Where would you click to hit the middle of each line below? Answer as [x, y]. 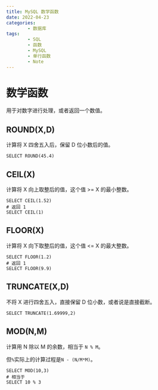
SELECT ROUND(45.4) [30, 156]
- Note [36, 61]
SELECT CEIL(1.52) [29, 201]
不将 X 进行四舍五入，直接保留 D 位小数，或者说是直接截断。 [81, 302]
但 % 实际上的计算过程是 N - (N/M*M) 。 [51, 359]
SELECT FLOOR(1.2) [29, 257]
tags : [13, 34]
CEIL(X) [21, 174]
